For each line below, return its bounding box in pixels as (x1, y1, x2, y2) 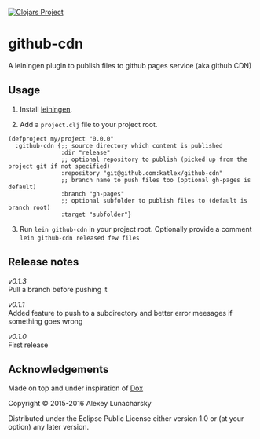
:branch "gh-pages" (60, 189, 125, 198)
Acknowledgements (8, 362, 109, 376)
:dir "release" (60, 148, 111, 156)
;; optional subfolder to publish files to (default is (60, 196, 247, 204)
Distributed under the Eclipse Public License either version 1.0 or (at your (8, 414, 244, 423)
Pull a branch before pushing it (8, 284, 108, 294)
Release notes (8, 255, 79, 269)
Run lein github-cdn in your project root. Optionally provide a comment (19, 224, 252, 233)
